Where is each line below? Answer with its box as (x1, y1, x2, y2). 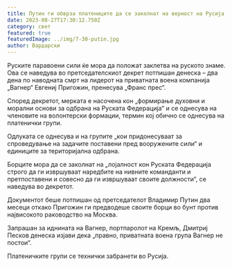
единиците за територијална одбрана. (7, 147, 120, 155)
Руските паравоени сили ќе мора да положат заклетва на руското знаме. (7, 62, 226, 69)
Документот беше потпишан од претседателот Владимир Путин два (7, 196, 211, 204)
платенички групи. (7, 119, 62, 127)
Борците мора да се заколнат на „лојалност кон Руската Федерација (7, 160, 211, 168)
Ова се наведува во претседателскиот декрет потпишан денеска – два (7, 68, 218, 77)
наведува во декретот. (7, 183, 74, 190)
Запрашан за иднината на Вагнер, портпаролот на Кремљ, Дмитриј (7, 224, 208, 232)
